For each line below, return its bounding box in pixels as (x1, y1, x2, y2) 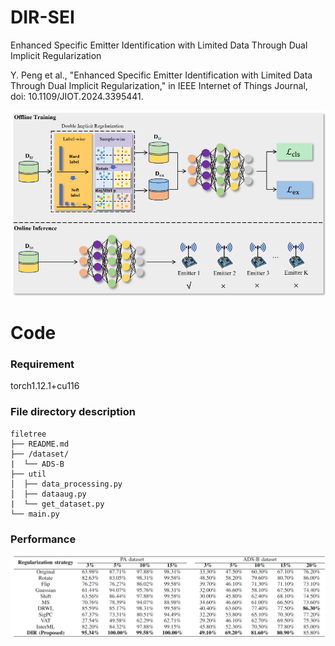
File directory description (10, 405, 136, 419)
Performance (10, 532, 77, 546)
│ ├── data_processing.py (10, 479, 123, 489)
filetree (10, 429, 47, 439)
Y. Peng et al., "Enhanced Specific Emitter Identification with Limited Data (10, 69, 313, 81)
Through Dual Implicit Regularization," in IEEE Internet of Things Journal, (10, 79, 308, 91)
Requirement (10, 357, 75, 371)
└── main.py (10, 509, 60, 519)
